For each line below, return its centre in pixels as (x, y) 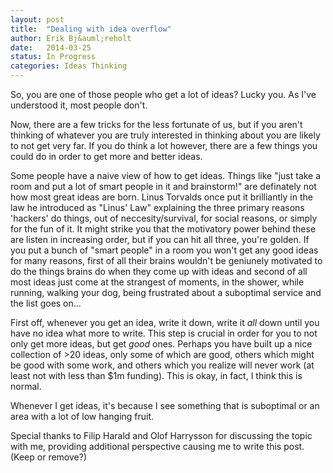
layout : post (37, 19)
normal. (26, 386)
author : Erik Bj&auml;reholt (71, 38)
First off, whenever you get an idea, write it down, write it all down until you (165, 322)
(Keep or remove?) (49, 457)
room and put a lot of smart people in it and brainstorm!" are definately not (163, 186)
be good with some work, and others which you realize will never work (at (162, 365)
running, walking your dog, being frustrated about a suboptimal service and (166, 292)
